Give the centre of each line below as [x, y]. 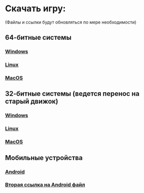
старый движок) [32, 101]
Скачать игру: [36, 9]
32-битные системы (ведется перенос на [72, 94]
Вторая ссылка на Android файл [45, 185]
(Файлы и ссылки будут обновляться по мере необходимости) [71, 22]
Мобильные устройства [44, 158]
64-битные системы [38, 38]
